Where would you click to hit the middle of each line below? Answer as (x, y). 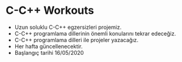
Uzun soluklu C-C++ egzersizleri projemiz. (68, 27)
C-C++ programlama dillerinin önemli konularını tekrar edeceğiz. (95, 33)
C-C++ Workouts (50, 11)
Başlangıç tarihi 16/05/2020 (49, 52)
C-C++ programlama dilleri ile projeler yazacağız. (76, 40)
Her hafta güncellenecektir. (48, 46)
